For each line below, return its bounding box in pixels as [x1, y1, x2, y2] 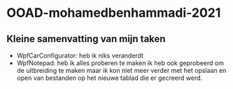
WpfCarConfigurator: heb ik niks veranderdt [16, 51, 144, 60]
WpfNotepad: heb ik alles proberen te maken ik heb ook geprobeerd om [16, 59, 225, 67]
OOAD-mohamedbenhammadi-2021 [6, 5, 221, 21]
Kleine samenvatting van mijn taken [6, 33, 166, 45]
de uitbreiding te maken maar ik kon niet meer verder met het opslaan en [16, 67, 227, 74]
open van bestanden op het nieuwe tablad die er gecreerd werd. [16, 74, 203, 82]
